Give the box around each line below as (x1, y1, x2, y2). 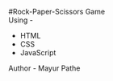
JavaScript (19, 48, 56, 57)
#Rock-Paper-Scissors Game (8, 7, 106, 16)
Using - (8, 15, 34, 25)
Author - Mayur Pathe (8, 63, 81, 73)
